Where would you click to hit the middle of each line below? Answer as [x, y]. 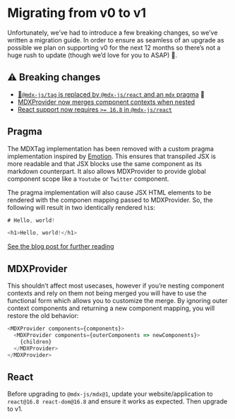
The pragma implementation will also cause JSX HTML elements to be [109, 192]
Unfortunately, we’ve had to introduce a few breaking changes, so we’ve [113, 33]
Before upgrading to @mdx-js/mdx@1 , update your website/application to [110, 394]
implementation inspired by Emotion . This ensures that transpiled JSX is [112, 156]
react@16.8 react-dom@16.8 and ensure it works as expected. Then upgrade [117, 401]
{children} [36, 342]
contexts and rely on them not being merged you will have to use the [107, 293]
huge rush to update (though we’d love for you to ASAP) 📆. [92, 55]
